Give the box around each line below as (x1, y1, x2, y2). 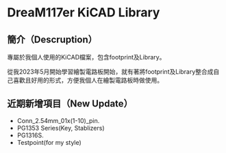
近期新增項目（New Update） (7, 98, 134, 110)
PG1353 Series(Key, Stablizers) (16, 124, 105, 132)
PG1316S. (16, 131, 44, 139)
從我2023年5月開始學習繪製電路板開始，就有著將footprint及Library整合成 (7, 68, 214, 76)
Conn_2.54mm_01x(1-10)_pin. (16, 116, 100, 124)
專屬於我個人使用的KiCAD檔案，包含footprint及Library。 (7, 53, 166, 61)
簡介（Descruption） (7, 33, 97, 45)
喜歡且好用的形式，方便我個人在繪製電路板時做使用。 (12, 76, 163, 84)
